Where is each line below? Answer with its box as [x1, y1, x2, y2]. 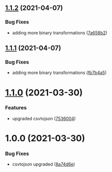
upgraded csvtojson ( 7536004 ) [12, 115, 76, 122]
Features [5, 104, 27, 111]
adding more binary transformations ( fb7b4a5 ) [12, 70, 107, 75]
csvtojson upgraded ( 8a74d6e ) [12, 161, 75, 167]
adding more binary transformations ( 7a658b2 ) [12, 29, 108, 36]
